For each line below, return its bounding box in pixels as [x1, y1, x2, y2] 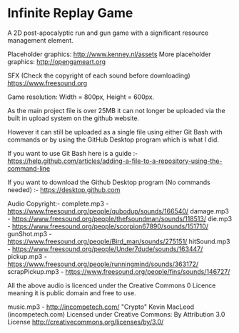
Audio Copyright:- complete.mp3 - [7, 199, 109, 208]
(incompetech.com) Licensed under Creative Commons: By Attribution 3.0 [7, 310, 225, 318]
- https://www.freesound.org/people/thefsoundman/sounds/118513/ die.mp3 [7, 214, 233, 223]
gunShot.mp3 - [7, 229, 52, 238]
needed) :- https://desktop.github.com [7, 185, 121, 194]
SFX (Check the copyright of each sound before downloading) [7, 71, 190, 80]
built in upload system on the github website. [7, 114, 140, 122]
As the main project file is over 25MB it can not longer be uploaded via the [7, 106, 226, 115]
